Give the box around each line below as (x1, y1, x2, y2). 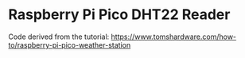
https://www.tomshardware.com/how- (111, 32, 237, 41)
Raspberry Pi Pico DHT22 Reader (8, 6, 231, 24)
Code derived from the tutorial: (8, 32, 110, 41)
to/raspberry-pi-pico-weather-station (8, 40, 131, 49)
